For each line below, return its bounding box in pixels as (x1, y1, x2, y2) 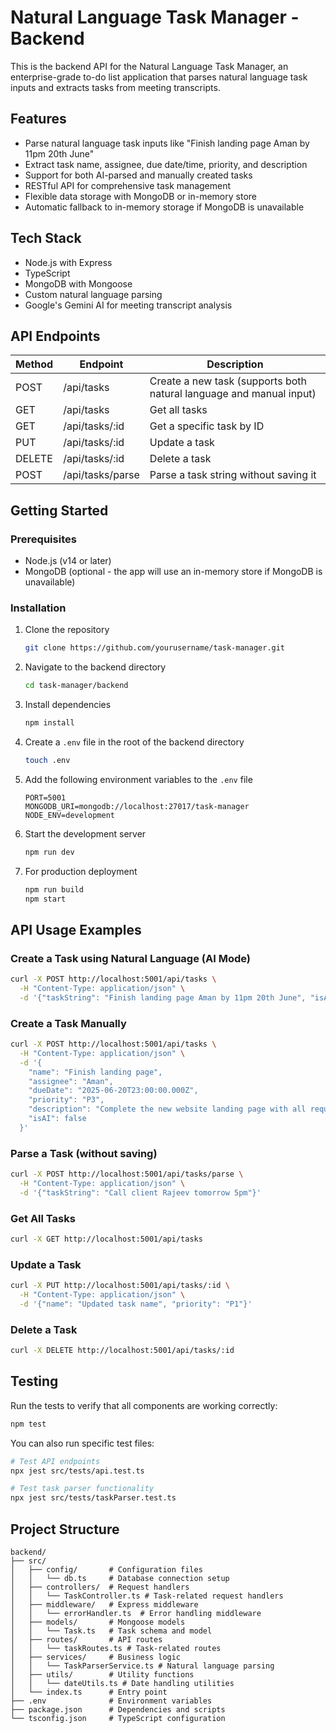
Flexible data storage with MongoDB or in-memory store (24, 190, 257, 202)
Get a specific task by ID (149, 419, 265, 433)
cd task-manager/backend (24, 681, 129, 691)
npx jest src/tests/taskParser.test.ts (10, 1493, 177, 1503)
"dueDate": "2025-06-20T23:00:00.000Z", (28, 1086, 199, 1096)
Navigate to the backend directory (24, 661, 167, 673)
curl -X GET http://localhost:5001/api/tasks (10, 1234, 203, 1245)
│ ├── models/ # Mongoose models (10, 1617, 186, 1628)
